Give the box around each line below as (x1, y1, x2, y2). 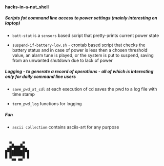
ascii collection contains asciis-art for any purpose (12, 124, 120, 130)
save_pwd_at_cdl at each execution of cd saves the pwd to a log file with (12, 86, 157, 92)
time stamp (12, 91, 35, 97)
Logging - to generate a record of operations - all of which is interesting (5, 69, 154, 74)
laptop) (5, 20, 20, 26)
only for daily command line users (5, 74, 76, 80)
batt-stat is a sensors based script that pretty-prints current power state (12, 32, 159, 38)
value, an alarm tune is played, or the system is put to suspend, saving (12, 52, 154, 58)
